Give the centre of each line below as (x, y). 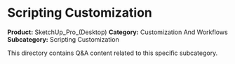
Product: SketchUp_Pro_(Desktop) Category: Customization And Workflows (117, 32)
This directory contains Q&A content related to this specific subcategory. (113, 53)
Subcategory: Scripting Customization (63, 39)
